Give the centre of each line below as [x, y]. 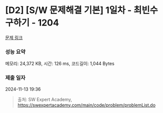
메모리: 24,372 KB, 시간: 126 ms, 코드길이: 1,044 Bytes [60, 63]
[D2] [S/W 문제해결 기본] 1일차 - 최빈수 [81, 10]
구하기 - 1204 [32, 23]
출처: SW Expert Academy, [45, 99]
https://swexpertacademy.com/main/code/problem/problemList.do [87, 105]
